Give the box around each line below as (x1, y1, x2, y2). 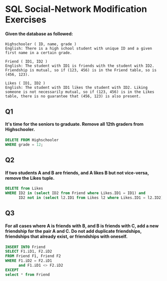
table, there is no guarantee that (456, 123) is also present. (5, 94, 141, 99)
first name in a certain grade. (5, 51, 72, 56)
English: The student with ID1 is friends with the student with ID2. (5, 64, 155, 69)
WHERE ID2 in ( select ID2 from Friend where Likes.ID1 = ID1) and (5, 191, 146, 196)
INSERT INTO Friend (5, 244, 46, 249)
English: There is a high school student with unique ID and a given (5, 46, 153, 51)
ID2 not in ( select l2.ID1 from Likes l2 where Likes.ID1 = (18, 195, 146, 201)
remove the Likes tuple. (5, 175, 55, 181)
